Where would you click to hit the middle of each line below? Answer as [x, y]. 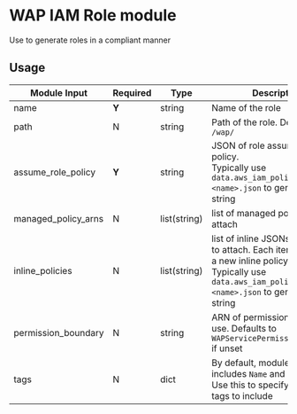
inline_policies [43, 270]
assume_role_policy [54, 172]
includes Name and [248, 373]
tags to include [242, 395]
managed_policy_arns [59, 218]
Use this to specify [250, 385]
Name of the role [246, 107]
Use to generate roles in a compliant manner [90, 40]
